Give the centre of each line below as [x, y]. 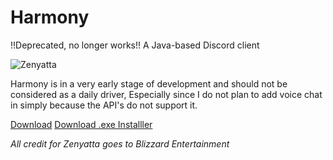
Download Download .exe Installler [81, 124]
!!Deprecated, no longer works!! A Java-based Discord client [135, 45]
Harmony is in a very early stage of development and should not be [149, 83]
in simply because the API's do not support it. [104, 105]
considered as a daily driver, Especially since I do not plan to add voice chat [166, 94]
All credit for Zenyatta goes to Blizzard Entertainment [120, 143]
